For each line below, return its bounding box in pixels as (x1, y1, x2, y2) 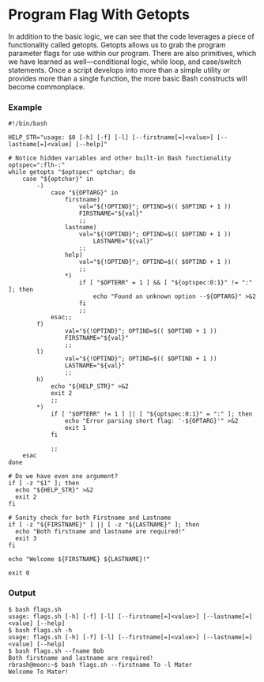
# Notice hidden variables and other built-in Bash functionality (8, 154, 232, 163)
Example (8, 101, 43, 112)
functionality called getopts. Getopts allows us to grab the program (8, 40, 226, 49)
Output (8, 587, 36, 598)
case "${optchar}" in (22, 175, 93, 183)
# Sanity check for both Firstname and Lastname (8, 514, 172, 522)
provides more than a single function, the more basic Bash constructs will (8, 73, 247, 83)
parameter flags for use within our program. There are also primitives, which (8, 48, 257, 58)
